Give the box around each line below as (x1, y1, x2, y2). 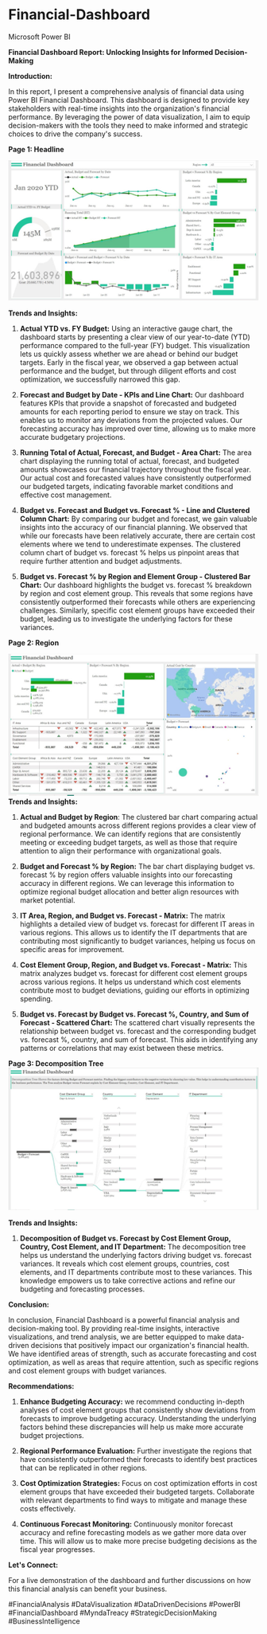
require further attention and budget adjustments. (19, 556, 183, 566)
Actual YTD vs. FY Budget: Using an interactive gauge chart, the (19, 324, 233, 334)
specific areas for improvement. (19, 944, 125, 954)
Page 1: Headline (8, 144, 65, 154)
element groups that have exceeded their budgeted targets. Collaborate (19, 1487, 255, 1496)
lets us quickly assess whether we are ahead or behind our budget (19, 349, 238, 359)
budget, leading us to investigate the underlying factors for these (19, 614, 233, 624)
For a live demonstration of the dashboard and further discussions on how (8, 1575, 252, 1585)
